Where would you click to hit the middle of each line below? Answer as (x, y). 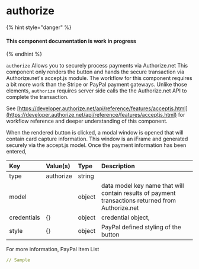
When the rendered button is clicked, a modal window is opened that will (95, 133)
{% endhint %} (24, 54)
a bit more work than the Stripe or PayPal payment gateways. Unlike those (97, 85)
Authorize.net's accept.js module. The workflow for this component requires (99, 78)
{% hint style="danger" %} (39, 27)
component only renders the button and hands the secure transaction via (95, 72)
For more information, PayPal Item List (53, 249)
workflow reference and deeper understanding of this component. (87, 121)
